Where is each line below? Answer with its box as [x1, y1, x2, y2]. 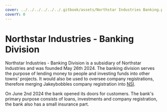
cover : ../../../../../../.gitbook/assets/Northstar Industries [5, 7, 141, 12]
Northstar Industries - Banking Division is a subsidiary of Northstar [5, 60, 142, 66]
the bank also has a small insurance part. [5, 101, 89, 107]
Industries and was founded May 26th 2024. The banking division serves [5, 65, 155, 71]
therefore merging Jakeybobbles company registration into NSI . [5, 81, 136, 87]
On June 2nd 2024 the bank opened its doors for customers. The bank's [5, 91, 154, 97]
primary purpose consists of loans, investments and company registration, [5, 96, 158, 102]
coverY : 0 [5, 12, 26, 17]
